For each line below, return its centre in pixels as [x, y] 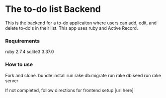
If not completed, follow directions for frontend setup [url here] [69, 90]
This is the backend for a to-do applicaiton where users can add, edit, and [81, 23]
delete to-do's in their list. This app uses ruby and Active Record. [72, 28]
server [12, 81]
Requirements [23, 41]
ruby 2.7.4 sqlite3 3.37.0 [30, 52]
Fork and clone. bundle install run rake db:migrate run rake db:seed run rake [83, 75]
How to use [19, 64]
